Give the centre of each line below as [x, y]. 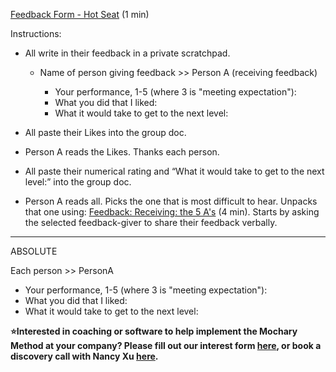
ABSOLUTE [34, 251]
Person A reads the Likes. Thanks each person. [122, 152]
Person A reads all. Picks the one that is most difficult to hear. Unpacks [171, 201]
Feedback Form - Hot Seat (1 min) [80, 14]
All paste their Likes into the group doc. [105, 132]
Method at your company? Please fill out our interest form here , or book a [166, 345]
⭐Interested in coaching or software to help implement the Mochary [154, 331]
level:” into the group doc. [78, 182]
